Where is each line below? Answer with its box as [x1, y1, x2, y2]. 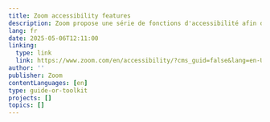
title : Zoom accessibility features [8, 11, 131, 20]
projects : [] [8, 94, 52, 102]
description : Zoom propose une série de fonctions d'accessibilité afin [8, 19, 257, 27]
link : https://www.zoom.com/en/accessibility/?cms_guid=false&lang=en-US [15, 57, 268, 65]
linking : [8, 42, 38, 50]
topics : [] [8, 101, 45, 109]
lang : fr [8, 26, 38, 35]
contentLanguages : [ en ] [8, 79, 88, 87]
